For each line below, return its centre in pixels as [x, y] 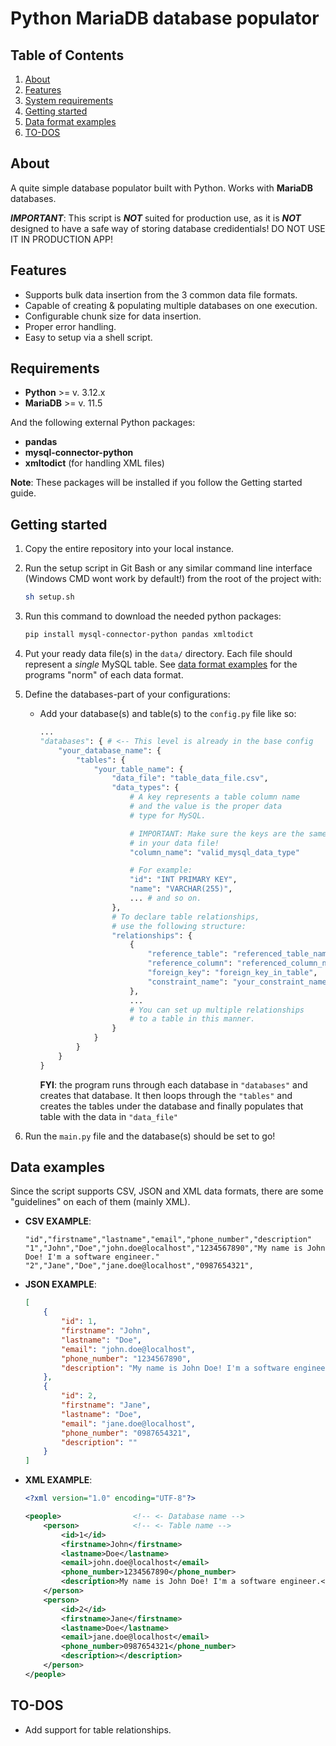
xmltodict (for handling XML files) [94, 463]
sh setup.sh [49, 597]
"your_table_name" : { [138, 769]
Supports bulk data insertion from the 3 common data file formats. [161, 294]
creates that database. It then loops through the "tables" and [166, 1095]
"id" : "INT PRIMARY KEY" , [183, 880]
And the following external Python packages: [103, 423]
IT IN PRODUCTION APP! [61, 239]
